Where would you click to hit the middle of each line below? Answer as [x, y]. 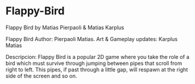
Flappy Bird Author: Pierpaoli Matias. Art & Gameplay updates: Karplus [92, 39]
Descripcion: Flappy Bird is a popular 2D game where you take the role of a [97, 57]
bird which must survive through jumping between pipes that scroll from [94, 63]
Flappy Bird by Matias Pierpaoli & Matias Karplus [65, 27]
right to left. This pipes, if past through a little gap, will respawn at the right [97, 69]
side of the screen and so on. [41, 76]
